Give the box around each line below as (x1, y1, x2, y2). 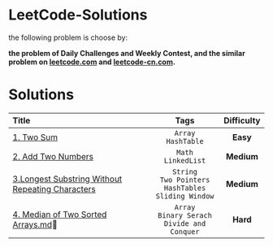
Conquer (170, 227, 200, 236)
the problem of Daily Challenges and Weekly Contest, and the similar (8, 48, 245, 58)
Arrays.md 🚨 (12, 219, 58, 230)
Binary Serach (158, 210, 213, 220)
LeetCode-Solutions (8, 6, 148, 24)
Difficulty (223, 115, 261, 126)
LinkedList (163, 156, 206, 165)
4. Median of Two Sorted (12, 209, 107, 220)
